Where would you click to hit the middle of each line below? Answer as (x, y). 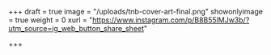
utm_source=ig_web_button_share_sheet (76, 28)
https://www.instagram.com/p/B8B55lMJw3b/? (171, 20)
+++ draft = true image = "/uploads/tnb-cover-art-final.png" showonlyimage (135, 12)
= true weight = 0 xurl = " (51, 20)
